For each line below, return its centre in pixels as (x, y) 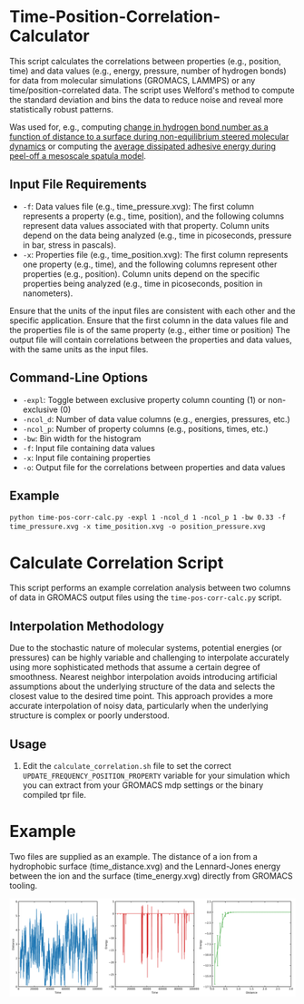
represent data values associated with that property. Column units (146, 225)
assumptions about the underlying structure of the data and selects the (142, 686)
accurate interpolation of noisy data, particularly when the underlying (139, 706)
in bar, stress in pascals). (69, 245)
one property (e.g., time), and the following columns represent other (150, 264)
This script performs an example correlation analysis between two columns (150, 588)
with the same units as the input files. (79, 349)
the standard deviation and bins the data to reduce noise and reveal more (147, 99)
